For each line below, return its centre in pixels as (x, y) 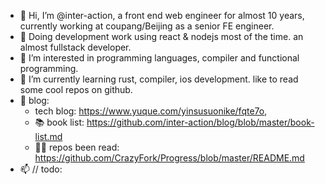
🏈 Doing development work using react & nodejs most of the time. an (161, 36)
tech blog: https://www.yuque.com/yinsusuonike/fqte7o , (151, 111)
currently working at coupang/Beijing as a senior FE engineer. (147, 26)
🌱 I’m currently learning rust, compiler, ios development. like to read (159, 79)
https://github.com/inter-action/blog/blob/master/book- (200, 122)
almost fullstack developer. (75, 47)
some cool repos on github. (76, 89)
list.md (48, 136)
